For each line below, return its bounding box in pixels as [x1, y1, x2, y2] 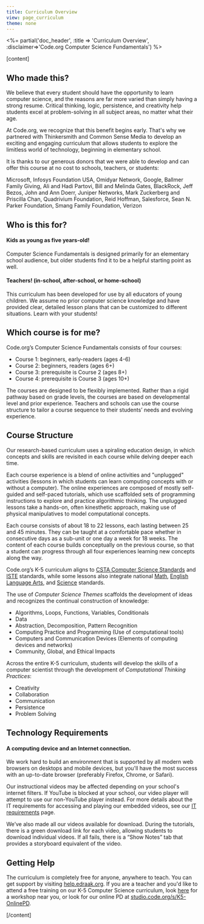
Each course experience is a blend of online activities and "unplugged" [6, 471, 184, 478]
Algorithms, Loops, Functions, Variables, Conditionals [15, 609, 149, 616]
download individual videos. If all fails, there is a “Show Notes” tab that [6, 833, 183, 841]
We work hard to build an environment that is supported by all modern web [6, 758, 194, 766]
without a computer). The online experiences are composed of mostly [6, 484, 181, 491]
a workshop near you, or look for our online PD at [6, 893, 129, 901]
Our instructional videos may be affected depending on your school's [6, 783, 180, 790]
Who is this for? [6, 220, 67, 230]
